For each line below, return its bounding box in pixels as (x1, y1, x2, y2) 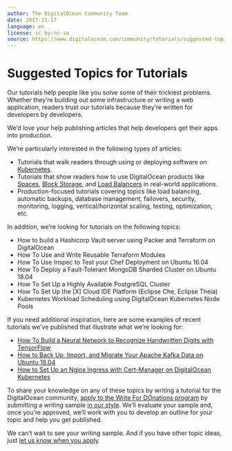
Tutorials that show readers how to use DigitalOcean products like (17, 173, 205, 181)
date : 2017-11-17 (7, 17, 57, 23)
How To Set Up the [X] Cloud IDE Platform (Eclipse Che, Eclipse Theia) (17, 287, 218, 296)
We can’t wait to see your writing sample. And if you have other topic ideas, (7, 429, 222, 437)
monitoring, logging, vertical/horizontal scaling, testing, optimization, (17, 202, 213, 211)
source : (7, 36, 30, 43)
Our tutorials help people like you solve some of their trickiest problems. (7, 88, 212, 97)
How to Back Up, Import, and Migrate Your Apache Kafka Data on (17, 351, 204, 359)
